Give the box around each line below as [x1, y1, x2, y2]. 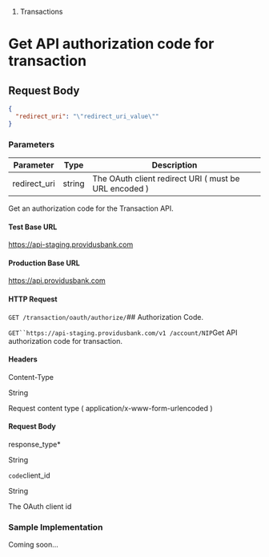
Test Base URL [8, 222, 58, 232]
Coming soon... [8, 540, 58, 550]
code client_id [8, 470, 50, 480]
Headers [8, 354, 38, 364]
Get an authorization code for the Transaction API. [8, 204, 174, 213]
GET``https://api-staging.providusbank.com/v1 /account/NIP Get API [8, 328, 238, 337]
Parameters [8, 139, 54, 150]
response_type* [8, 439, 62, 449]
